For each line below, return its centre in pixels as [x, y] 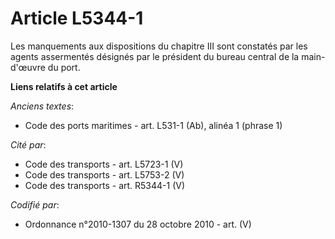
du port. [64, 67]
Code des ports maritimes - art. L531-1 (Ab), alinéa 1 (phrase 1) [153, 125]
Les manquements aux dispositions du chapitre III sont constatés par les [159, 46]
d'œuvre [28, 67]
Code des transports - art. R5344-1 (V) [105, 185]
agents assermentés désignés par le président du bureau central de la [155, 56]
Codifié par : [35, 204]
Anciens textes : [42, 106]
